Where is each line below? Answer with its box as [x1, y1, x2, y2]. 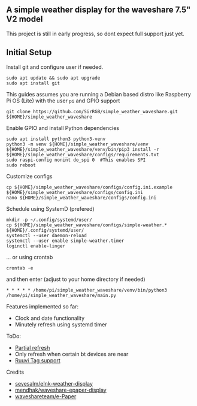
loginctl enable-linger [6, 243, 66, 249]
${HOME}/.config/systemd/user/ [6, 227, 84, 233]
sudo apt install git [6, 80, 60, 86]
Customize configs [6, 172, 53, 180]
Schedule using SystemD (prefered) [6, 205, 95, 212]
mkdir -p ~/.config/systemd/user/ [6, 217, 93, 223]
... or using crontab [6, 253, 53, 260]
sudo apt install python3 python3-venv [6, 136, 106, 142]
